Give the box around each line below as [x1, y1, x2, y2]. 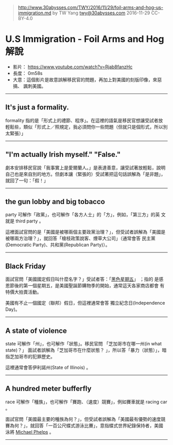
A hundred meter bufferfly [5, 384, 92, 393]
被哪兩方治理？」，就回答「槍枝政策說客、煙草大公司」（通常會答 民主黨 [5, 235, 155, 242]
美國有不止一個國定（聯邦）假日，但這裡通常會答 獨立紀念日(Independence [5, 300, 165, 306]
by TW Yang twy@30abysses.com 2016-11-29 [52, 10, 150, 16]
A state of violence [5, 326, 67, 335]
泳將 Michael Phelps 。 [5, 429, 54, 435]
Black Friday [5, 262, 46, 270]
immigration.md [18, 10, 51, 16]
